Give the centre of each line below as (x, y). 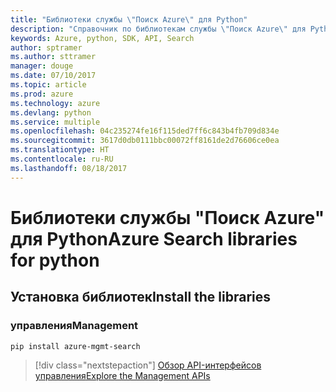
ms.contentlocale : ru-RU (62, 159)
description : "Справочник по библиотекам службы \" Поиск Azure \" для (158, 29)
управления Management (74, 326)
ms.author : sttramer (53, 57)
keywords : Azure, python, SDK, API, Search (102, 38)
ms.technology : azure (55, 103)
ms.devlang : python (51, 112)
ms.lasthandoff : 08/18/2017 (69, 168)
